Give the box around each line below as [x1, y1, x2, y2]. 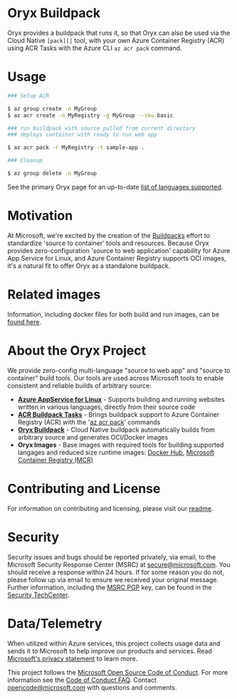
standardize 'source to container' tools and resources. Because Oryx [7, 239, 210, 247]
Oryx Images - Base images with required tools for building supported [17, 440, 224, 449]
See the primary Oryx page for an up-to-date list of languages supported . [7, 182, 223, 191]
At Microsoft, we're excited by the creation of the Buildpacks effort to [7, 231, 211, 239]
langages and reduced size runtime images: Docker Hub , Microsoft [17, 447, 215, 457]
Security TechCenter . [7, 590, 70, 599]
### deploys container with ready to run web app [7, 131, 158, 138]
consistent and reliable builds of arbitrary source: [7, 381, 152, 390]
